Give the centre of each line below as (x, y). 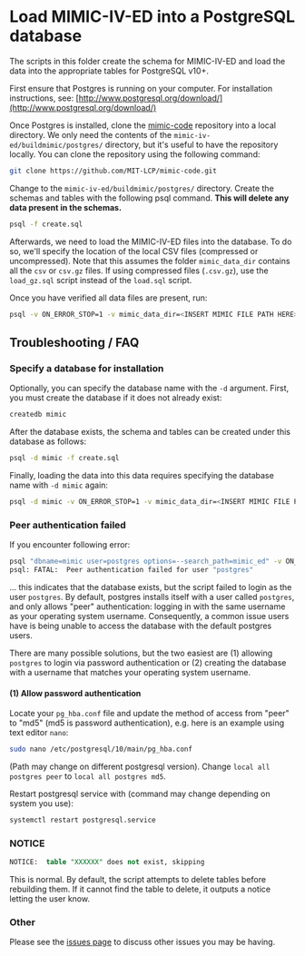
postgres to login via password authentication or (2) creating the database (148, 662)
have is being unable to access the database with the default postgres (141, 626)
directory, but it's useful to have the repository (192, 144)
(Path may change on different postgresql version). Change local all (140, 766)
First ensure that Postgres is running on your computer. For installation (141, 88)
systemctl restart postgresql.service (83, 820)
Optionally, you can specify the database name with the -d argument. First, (149, 389)
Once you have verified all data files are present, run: (108, 298)
